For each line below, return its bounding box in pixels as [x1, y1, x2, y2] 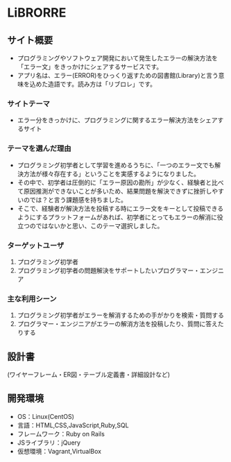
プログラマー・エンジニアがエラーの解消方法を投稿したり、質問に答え [17, 320, 219, 328]
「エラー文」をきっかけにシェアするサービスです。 [17, 62, 163, 71]
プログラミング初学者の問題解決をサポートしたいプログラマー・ [17, 266, 200, 275]
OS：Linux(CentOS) [17, 412, 75, 420]
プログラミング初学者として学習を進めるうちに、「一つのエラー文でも [17, 161, 215, 169]
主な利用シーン [7, 293, 57, 303]
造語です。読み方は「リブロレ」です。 [47, 80, 156, 88]
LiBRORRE [7, 5, 67, 21]
